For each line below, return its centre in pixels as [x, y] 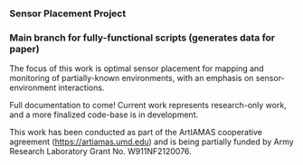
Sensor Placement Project [68, 14]
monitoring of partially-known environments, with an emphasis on [132, 78]
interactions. [81, 87]
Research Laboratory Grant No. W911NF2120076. [100, 151]
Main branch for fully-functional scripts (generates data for [142, 37]
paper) [24, 49]
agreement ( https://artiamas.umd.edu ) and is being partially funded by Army [151, 142]
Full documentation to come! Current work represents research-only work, [148, 105]
